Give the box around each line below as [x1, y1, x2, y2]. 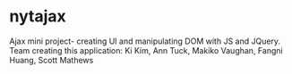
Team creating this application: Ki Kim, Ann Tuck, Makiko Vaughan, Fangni [9, 45, 284, 55]
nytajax [9, 6, 67, 27]
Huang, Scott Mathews [9, 54, 94, 65]
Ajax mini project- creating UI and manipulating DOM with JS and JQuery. [9, 36, 280, 46]
